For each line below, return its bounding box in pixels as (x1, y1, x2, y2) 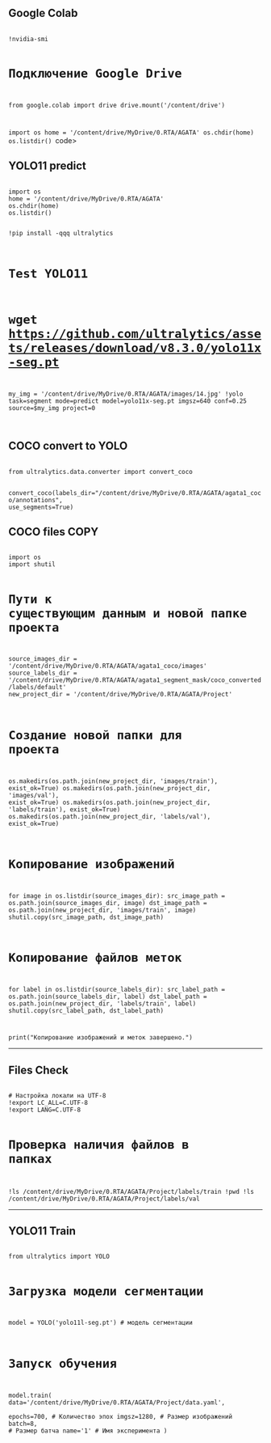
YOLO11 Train (8, 1224, 77, 1238)
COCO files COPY (8, 525, 99, 539)
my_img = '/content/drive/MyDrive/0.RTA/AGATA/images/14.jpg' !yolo (8, 390, 244, 398)
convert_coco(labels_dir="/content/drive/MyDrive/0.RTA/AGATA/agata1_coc (8, 489, 262, 497)
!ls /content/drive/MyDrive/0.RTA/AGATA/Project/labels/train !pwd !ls (8, 1187, 254, 1195)
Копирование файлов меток (8, 950, 182, 965)
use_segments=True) (8, 503, 74, 511)
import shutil (8, 561, 56, 569)
